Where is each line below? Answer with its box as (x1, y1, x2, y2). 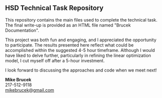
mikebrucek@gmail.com (5, 87, 54, 93)
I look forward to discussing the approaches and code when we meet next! (5, 67, 157, 73)
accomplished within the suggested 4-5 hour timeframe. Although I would (5, 47, 155, 53)
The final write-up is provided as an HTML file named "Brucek (5, 22, 131, 28)
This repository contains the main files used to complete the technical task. (5, 17, 158, 23)
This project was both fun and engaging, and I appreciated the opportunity (5, 37, 157, 43)
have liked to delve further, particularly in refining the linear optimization (5, 52, 151, 58)
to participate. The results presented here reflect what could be (5, 42, 134, 48)
